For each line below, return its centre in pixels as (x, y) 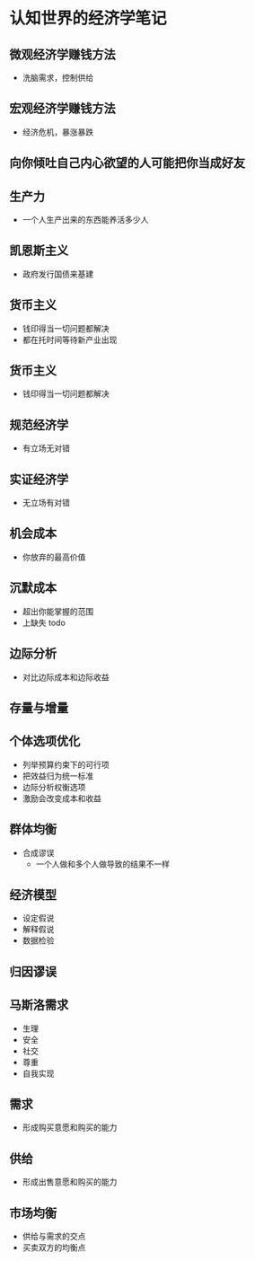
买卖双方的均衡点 (54, 1247)
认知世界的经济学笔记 (88, 18)
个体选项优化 (45, 741)
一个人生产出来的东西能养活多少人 (85, 220)
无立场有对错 (46, 503)
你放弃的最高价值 (54, 557)
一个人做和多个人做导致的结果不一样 (103, 864)
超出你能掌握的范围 (58, 611)
